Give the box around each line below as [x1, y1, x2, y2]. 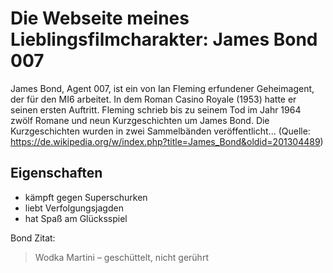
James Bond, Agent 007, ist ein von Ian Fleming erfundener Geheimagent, [10, 82, 315, 94]
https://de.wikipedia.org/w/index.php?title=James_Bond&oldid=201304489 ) [10, 135, 324, 147]
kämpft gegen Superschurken [24, 191, 148, 203]
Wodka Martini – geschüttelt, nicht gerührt [34, 251, 209, 263]
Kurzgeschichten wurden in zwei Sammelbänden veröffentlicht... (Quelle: [10, 125, 311, 137]
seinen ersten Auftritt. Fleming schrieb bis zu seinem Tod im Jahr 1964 [10, 103, 302, 116]
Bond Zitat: [10, 232, 56, 244]
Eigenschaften [10, 165, 103, 182]
